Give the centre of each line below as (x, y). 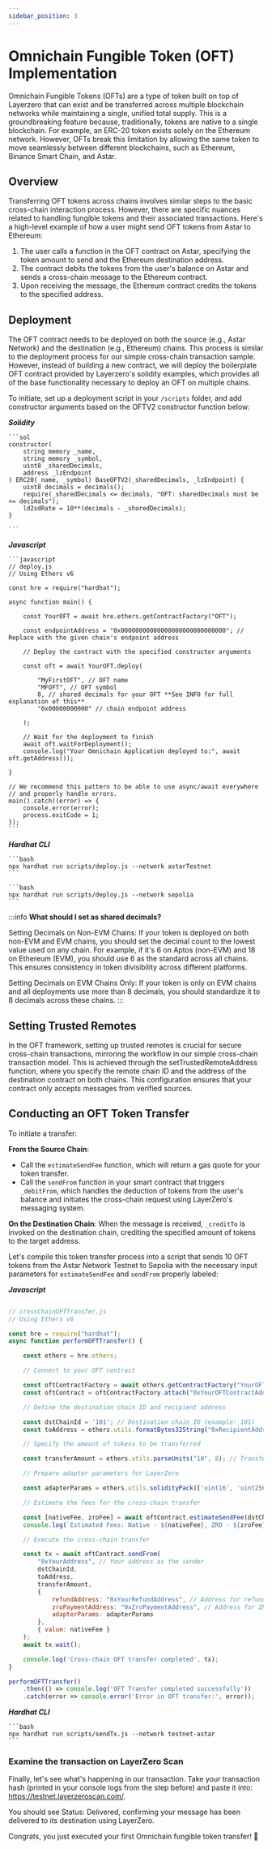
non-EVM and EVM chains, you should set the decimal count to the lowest (132, 941)
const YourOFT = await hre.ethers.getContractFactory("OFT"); (130, 617)
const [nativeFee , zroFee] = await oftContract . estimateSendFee (134, 1517)
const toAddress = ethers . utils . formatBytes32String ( (115, 1430)
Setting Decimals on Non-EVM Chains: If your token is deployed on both (129, 933)
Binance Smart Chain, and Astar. (62, 156)
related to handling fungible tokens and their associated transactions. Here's (136, 218)
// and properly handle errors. (63, 794)
